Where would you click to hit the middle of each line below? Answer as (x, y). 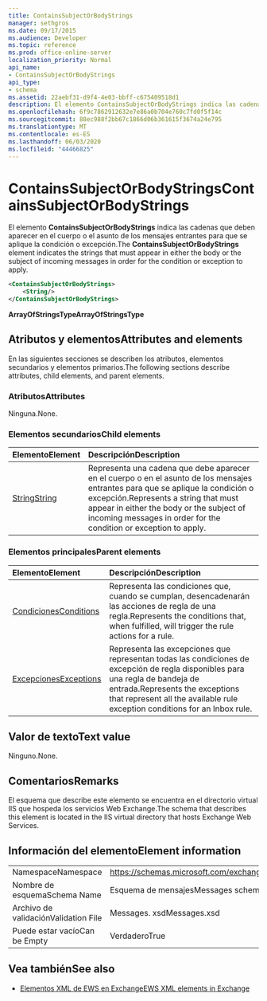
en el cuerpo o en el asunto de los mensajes (170, 478)
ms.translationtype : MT (48, 127)
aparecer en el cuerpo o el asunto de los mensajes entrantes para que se (128, 236)
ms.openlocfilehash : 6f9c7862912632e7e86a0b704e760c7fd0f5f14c (115, 112)
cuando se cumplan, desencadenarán (179, 596)
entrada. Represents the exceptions (174, 689)
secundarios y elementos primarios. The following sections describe (119, 367)
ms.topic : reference (43, 45)
